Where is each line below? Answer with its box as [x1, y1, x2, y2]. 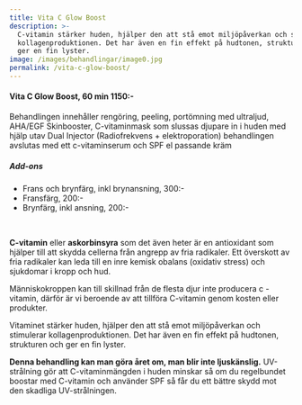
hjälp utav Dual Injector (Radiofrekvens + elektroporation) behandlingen [9, 130, 274, 141]
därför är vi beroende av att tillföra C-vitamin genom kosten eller [40, 293, 280, 304]
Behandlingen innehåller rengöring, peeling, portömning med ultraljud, [9, 112, 270, 122]
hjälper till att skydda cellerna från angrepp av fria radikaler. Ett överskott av [9, 247, 290, 257]
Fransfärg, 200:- [22, 193, 84, 203]
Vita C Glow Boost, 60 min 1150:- [9, 91, 135, 102]
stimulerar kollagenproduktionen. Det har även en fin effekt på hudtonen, [9, 329, 280, 340]
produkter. [9, 302, 48, 313]
